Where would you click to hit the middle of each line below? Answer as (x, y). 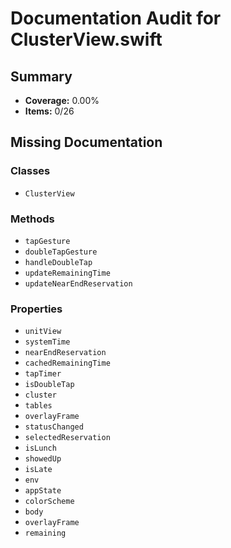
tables (38, 406)
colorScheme (49, 502)
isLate (38, 470)
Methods (32, 219)
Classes (30, 171)
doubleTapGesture (61, 252)
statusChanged (54, 427)
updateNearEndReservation (78, 283)
